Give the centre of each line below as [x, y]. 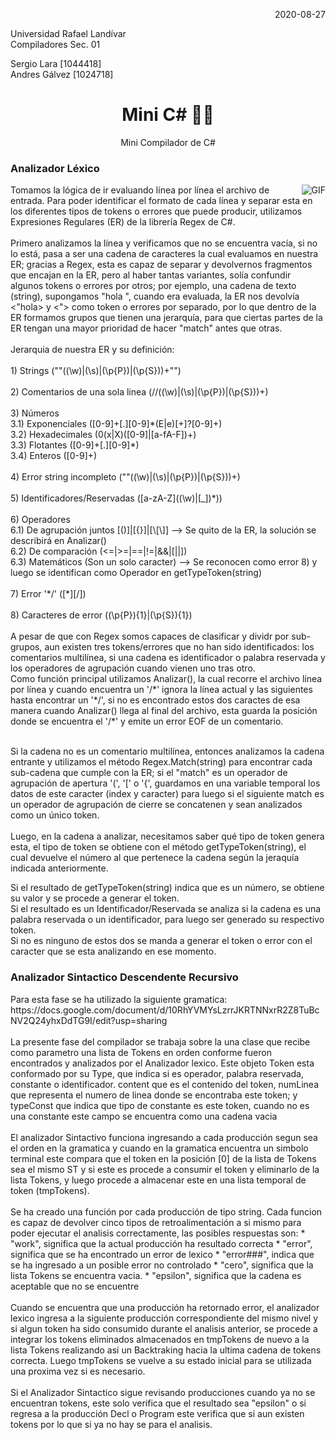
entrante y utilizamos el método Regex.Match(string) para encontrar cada [161, 762]
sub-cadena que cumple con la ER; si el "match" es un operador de [149, 773]
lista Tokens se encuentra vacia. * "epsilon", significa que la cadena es [156, 1275]
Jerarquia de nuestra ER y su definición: [92, 350]
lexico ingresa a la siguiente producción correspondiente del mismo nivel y [164, 1318]
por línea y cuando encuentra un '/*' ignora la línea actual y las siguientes [161, 690]
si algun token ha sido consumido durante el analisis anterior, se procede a [164, 1328]
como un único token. [55, 815]
